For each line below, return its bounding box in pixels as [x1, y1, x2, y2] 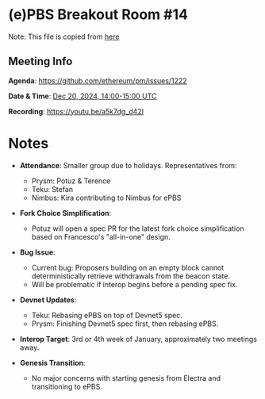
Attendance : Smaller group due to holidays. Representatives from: [19, 160, 237, 170]
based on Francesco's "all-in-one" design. [31, 232, 171, 241]
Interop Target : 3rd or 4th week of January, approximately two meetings [19, 334, 258, 343]
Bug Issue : [19, 247, 56, 257]
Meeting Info [8, 55, 73, 68]
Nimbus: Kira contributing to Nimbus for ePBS [31, 193, 182, 202]
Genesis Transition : [19, 358, 86, 367]
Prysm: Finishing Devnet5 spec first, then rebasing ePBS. [31, 319, 219, 328]
